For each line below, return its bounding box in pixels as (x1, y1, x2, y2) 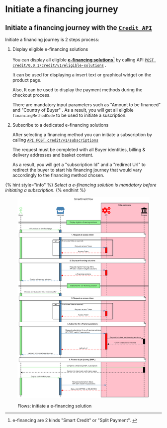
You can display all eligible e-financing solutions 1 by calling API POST (12, 56, 154, 63)
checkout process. (12, 92, 51, 98)
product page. (12, 77, 42, 83)
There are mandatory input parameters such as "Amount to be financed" (12, 101, 161, 108)
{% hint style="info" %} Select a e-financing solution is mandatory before (5, 182, 157, 188)
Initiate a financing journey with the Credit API (5, 23, 153, 32)
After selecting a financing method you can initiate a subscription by (12, 131, 153, 138)
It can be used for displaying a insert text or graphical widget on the (12, 71, 152, 78)
